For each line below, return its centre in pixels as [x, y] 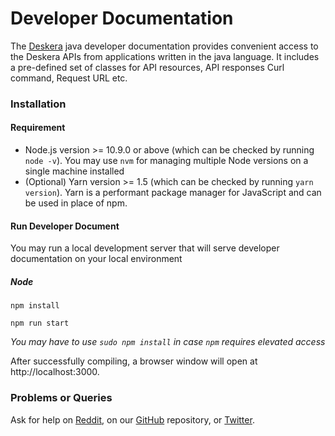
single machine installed [74, 171]
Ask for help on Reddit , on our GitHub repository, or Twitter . [132, 419]
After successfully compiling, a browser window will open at [134, 361]
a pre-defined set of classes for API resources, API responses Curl [147, 67]
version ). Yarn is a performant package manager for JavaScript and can [173, 193]
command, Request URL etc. [69, 78]
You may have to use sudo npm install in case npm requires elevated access [168, 342]
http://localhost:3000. [55, 372]
